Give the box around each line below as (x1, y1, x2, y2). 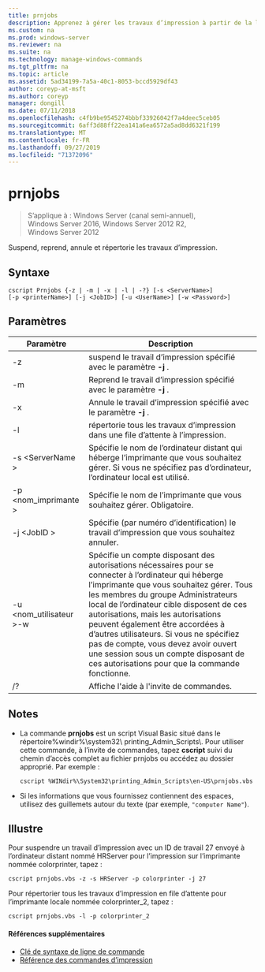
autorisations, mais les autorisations (88, 609, 222, 620)
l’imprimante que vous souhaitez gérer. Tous (88, 579, 253, 590)
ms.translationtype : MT (8, 128, 87, 136)
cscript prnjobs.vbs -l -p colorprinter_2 (8, 912, 150, 921)
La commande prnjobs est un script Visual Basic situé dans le (19, 728, 221, 738)
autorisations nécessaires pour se (88, 559, 215, 570)
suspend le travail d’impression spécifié (88, 352, 235, 363)
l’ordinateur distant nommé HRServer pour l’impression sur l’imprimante (8, 851, 241, 861)
